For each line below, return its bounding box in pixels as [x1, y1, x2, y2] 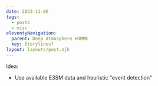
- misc [11, 25, 28, 31]
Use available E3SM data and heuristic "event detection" [14, 74, 152, 81]
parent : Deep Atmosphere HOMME [11, 36, 88, 42]
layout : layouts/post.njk [6, 47, 70, 53]
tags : [6, 14, 19, 20]
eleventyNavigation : [6, 30, 57, 36]
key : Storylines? [11, 42, 54, 47]
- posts [11, 19, 31, 25]
